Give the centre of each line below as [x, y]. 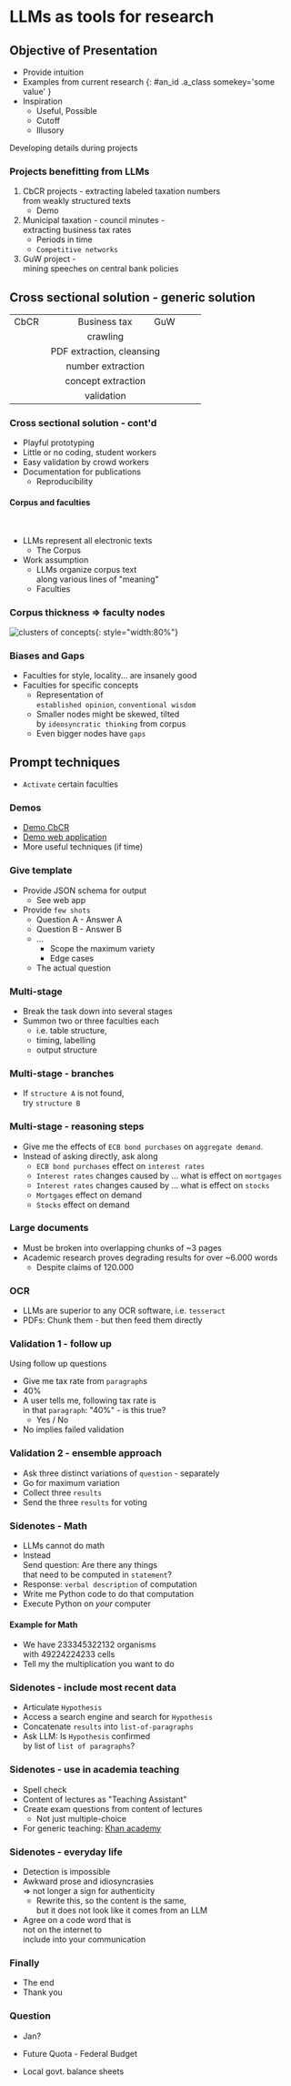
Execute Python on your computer [87, 1603]
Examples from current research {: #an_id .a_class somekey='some [149, 82]
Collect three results [62, 1492]
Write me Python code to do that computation [108, 1593]
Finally [25, 1963]
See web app [61, 900]
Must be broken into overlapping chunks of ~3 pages [122, 1247]
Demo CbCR [46, 828]
